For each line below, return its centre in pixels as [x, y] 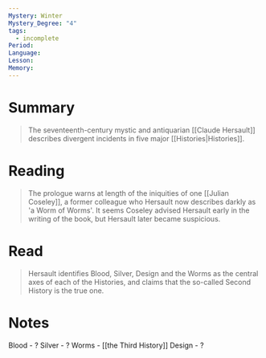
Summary [41, 107]
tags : [17, 31]
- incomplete [37, 38]
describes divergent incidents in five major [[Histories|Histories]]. [136, 138]
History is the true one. [66, 291]
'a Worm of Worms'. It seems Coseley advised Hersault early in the [139, 210]
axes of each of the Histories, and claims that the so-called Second [139, 282]
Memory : [21, 68]
